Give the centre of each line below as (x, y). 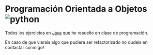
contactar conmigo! (25, 47)
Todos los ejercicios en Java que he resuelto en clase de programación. (77, 33)
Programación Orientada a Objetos (76, 9)
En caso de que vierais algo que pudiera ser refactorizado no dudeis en (76, 42)
